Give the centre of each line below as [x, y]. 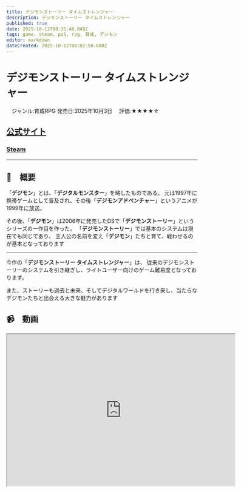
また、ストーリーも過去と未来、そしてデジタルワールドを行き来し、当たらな [102, 291]
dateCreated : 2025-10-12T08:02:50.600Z [57, 46]
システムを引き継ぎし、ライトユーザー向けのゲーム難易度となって [109, 270]
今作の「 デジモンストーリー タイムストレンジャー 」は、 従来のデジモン [95, 262]
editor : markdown [28, 40]
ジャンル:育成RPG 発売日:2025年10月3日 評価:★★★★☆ [85, 110]
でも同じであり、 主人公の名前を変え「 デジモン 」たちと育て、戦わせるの [102, 236]
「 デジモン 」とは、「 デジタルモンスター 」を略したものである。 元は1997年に [102, 193]
